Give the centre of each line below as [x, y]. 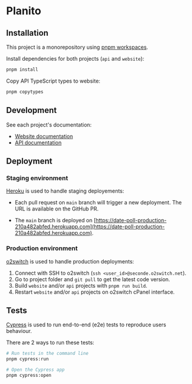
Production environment [42, 248]
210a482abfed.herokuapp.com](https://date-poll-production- [89, 226]
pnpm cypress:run [28, 359]
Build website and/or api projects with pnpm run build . [81, 285]
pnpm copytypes [25, 92]
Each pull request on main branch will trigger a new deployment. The [98, 203]
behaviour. [19, 331]
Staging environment [37, 178]
